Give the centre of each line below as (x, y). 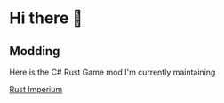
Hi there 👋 (46, 18)
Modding (35, 51)
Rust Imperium (36, 89)
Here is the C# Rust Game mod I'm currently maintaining (112, 72)
